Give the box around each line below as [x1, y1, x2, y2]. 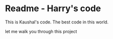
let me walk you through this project [5, 28, 77, 34]
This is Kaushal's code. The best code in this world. [5, 19, 109, 25]
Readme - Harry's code [5, 3, 101, 14]
